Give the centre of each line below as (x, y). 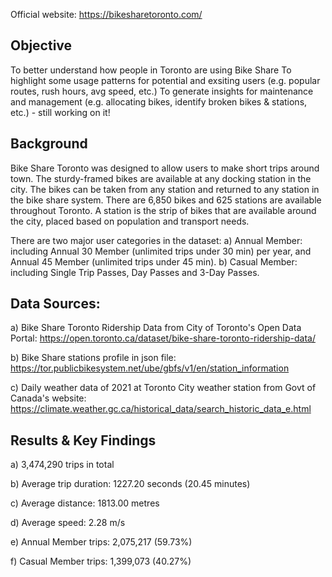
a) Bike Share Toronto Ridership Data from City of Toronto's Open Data (156, 328)
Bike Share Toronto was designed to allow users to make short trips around (165, 168)
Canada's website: (48, 398)
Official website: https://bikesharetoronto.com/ (106, 14)
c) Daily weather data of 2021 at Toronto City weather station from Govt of (163, 388)
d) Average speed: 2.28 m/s (68, 523)
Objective (41, 45)
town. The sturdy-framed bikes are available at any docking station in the (161, 178)
